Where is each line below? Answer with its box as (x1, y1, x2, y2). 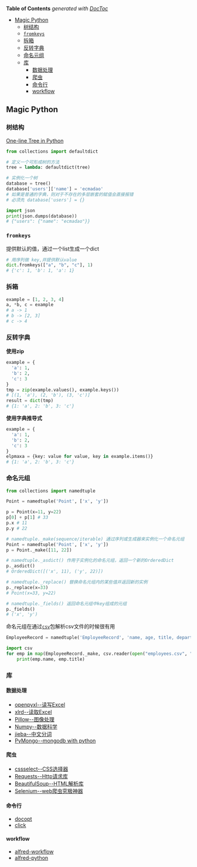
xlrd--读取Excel (14, 708, 52, 715)
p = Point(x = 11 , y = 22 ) (6, 509, 62, 515)
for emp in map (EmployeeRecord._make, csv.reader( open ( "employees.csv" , (6, 651, 188, 657)
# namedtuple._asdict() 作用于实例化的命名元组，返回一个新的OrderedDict (6, 558, 174, 564)
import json (6, 207, 35, 213)
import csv (6, 645, 33, 651)
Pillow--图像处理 (14, 715, 55, 722)
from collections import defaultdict (6, 148, 98, 155)
